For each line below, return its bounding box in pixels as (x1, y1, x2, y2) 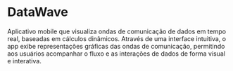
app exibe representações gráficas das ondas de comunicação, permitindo (7, 42, 225, 50)
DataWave (7, 4, 68, 20)
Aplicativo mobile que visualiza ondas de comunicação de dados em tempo (7, 27, 227, 35)
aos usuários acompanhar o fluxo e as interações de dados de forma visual (7, 49, 225, 58)
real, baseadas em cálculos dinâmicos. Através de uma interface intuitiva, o (7, 34, 227, 42)
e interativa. (7, 56, 42, 65)
